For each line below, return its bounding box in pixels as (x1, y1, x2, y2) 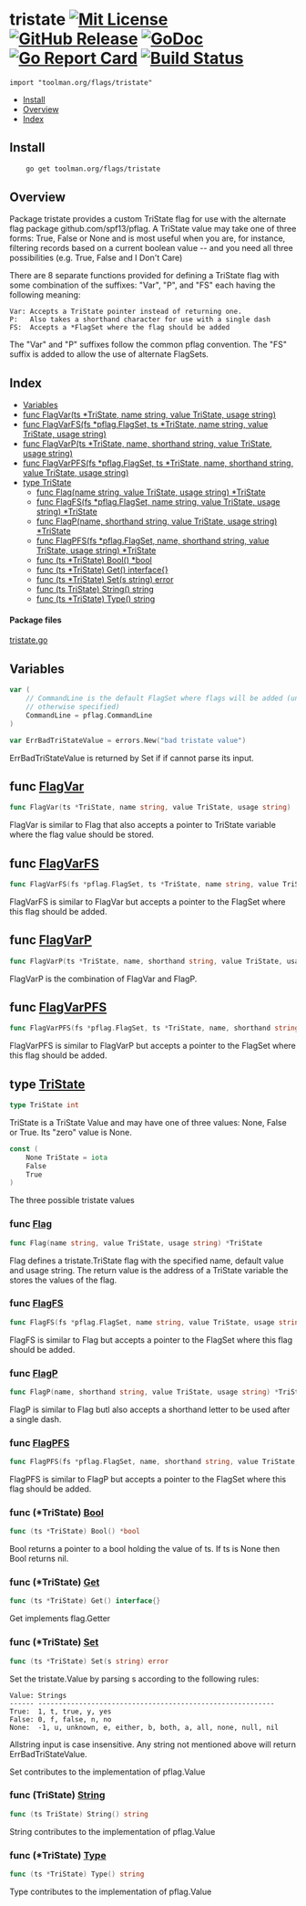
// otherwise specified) (25, 703, 120, 712)
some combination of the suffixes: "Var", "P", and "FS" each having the (9, 279, 276, 291)
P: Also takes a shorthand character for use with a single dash (9, 315, 271, 324)
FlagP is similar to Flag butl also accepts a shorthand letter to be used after (9, 1404, 291, 1415)
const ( (9, 1144, 39, 1154)
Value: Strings (9, 1691, 67, 1700)
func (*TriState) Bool (9, 1506, 105, 1519)
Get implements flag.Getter (9, 1613, 111, 1624)
